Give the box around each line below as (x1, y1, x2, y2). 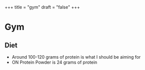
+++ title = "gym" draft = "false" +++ (4, 4, 80, 10)
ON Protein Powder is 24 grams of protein (11, 59, 97, 65)
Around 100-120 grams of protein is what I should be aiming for (11, 54, 141, 60)
